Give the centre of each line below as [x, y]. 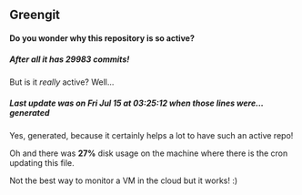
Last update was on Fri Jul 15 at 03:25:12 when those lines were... [136, 103]
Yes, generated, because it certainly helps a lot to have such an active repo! [151, 135]
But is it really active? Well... [62, 82]
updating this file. [42, 162]
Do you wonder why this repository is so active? [102, 38]
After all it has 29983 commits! [70, 59]
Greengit [35, 15]
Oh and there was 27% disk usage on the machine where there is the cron [149, 153]
